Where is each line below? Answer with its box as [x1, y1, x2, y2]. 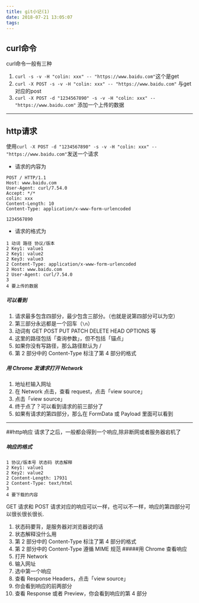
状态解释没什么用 [14, 530, 57, 538]
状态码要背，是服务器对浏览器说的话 [14, 523, 104, 530]
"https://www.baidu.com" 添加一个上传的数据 [14, 102, 124, 109]
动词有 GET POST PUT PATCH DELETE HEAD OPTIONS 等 [14, 327, 156, 334]
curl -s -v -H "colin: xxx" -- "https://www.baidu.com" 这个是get [14, 72, 179, 80]
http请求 [6, 126, 37, 136]
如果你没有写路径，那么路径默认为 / [14, 342, 102, 349]
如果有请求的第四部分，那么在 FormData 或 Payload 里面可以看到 [14, 410, 174, 417]
